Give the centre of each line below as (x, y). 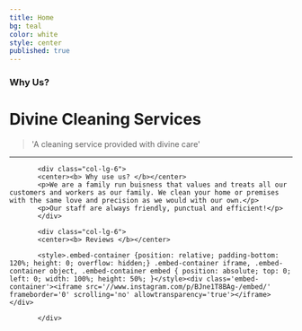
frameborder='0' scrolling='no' (70, 294)
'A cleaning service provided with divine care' (115, 144)
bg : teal (26, 26)
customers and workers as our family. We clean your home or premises (144, 192)
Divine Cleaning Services (106, 120)
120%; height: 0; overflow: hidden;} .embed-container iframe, (130, 263)
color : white (34, 34)
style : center (36, 43)
